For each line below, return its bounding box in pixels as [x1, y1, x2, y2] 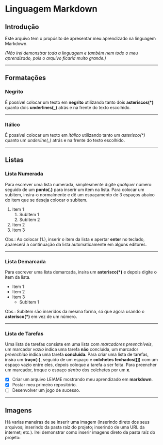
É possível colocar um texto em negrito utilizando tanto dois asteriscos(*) [5, 99, 154, 105]
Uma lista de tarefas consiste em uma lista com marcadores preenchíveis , [5, 341, 153, 347]
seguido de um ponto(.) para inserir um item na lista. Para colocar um [5, 187, 145, 192]
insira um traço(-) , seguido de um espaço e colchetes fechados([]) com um [5, 357, 158, 363]
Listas [5, 156, 24, 164]
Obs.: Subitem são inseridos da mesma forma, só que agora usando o [5, 308, 145, 314]
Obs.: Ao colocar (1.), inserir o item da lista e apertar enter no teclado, [5, 236, 145, 242]
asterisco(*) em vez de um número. [5, 314, 78, 319]
